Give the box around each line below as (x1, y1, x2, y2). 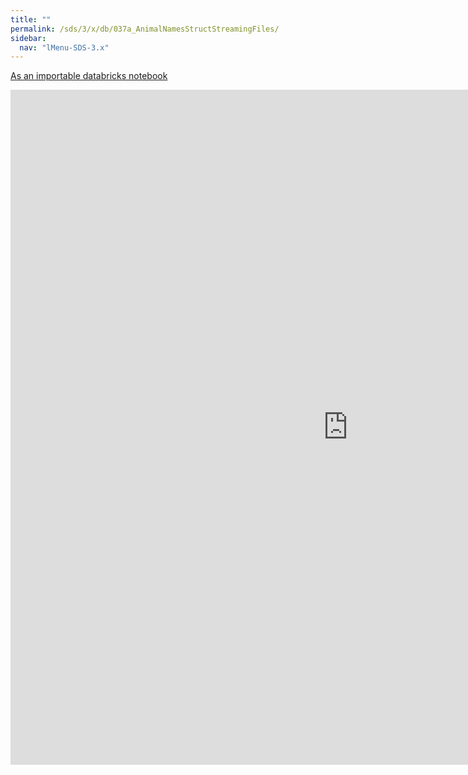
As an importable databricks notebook (10, 70, 168, 82)
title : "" (10, 14, 52, 25)
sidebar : (10, 33, 47, 43)
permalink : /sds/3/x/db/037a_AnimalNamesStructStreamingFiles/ (10, 24, 280, 34)
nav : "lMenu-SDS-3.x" (19, 42, 110, 53)
